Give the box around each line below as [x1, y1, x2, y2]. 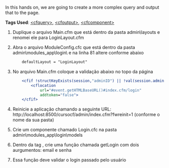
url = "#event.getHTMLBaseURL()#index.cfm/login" [39, 88, 142, 93]
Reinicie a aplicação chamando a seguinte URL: [12, 106, 111, 113]
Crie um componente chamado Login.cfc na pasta [12, 127, 117, 133]
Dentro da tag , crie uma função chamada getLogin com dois [12, 142, 139, 148]
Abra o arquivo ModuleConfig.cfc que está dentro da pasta [12, 44, 135, 50]
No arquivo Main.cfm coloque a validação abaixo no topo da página [12, 68, 153, 75]
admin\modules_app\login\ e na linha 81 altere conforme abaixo [12, 50, 144, 55]
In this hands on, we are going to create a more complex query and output [5, 5, 159, 10]
